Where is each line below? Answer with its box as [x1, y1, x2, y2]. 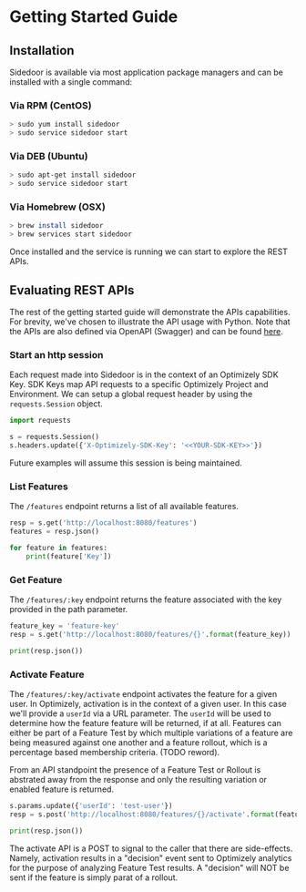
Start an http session [9, 348, 104, 361]
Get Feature [9, 573, 63, 586]
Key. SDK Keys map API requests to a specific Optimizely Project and [9, 379, 269, 390]
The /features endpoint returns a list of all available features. [9, 501, 240, 512]
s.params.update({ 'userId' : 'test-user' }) [9, 801, 173, 810]
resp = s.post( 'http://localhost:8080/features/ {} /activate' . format [9, 809, 275, 819]
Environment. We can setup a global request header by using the [9, 389, 253, 400]
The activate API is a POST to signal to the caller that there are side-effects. [9, 843, 293, 854]
